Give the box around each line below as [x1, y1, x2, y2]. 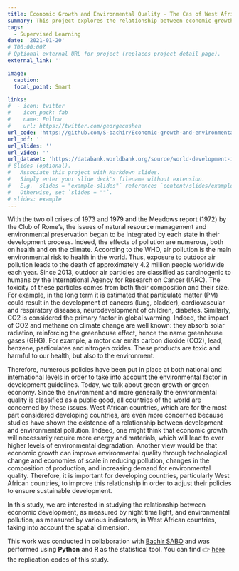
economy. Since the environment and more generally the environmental [7, 388, 217, 397]
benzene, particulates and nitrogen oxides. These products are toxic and [7, 344, 221, 353]
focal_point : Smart [14, 83, 72, 90]
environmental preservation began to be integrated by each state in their [7, 230, 220, 239]
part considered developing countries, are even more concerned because [7, 411, 224, 420]
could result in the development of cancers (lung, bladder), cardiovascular [7, 298, 225, 307]
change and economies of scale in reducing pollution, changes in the [7, 456, 210, 465]
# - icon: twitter [7, 103, 65, 110]
